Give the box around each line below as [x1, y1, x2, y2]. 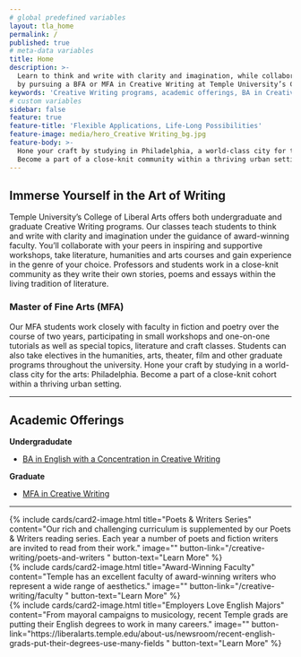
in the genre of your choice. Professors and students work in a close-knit [9, 259, 279, 270]
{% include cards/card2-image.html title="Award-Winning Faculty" [9, 562, 255, 573]
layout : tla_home [9, 22, 74, 30]
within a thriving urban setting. [9, 378, 123, 389]
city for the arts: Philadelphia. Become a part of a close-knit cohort [30, 368, 278, 379]
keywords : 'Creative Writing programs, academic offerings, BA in [9, 88, 262, 97]
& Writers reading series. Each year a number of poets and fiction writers [9, 533, 279, 544]
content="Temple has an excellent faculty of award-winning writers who [9, 571, 277, 583]
